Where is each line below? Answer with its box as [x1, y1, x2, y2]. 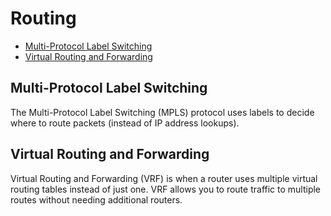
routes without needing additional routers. [10, 193, 183, 206]
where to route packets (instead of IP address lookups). [10, 117, 240, 129]
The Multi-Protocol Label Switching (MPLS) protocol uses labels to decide [10, 106, 315, 118]
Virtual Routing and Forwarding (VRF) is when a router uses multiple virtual [10, 172, 318, 184]
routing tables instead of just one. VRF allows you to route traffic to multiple [10, 183, 322, 195]
